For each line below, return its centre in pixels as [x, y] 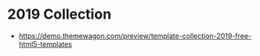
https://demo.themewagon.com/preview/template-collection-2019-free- [135, 36]
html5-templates [45, 44]
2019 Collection [60, 14]
